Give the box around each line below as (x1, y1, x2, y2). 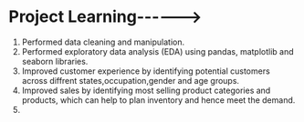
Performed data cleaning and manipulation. (21, 36, 184, 47)
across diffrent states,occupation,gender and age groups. (21, 75, 239, 86)
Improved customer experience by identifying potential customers (21, 66, 270, 76)
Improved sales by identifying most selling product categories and (21, 85, 271, 96)
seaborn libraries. (21, 56, 89, 66)
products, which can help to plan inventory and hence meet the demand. (21, 94, 296, 106)
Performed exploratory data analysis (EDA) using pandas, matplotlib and (21, 46, 294, 56)
